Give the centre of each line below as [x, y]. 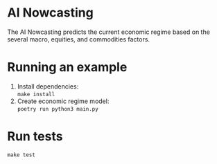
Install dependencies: [48, 86]
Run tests [35, 137]
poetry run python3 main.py [58, 109]
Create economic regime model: [63, 101]
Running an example [67, 67]
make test [21, 155]
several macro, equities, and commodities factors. [79, 39]
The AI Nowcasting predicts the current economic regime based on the [108, 32]
